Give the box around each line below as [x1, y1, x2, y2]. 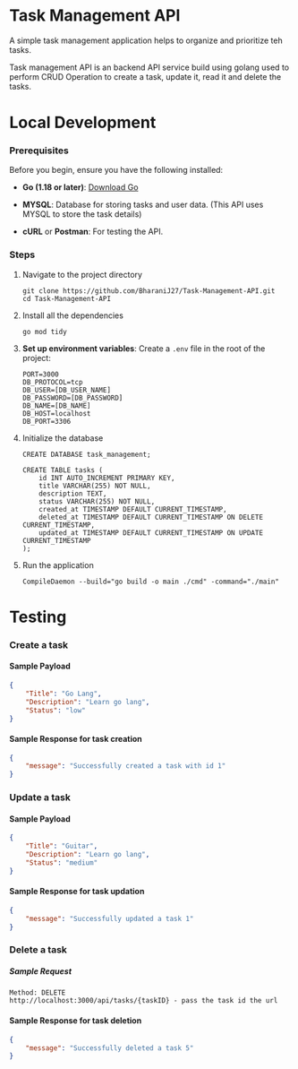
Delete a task [9, 944, 67, 956]
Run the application [21, 559, 94, 570]
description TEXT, [38, 489, 107, 498]
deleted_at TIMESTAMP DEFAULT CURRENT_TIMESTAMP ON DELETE [38, 513, 264, 522]
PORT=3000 [21, 369, 60, 379]
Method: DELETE [9, 988, 66, 997]
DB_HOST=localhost [21, 409, 91, 418]
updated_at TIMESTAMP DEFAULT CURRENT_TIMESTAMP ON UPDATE [38, 528, 264, 538]
